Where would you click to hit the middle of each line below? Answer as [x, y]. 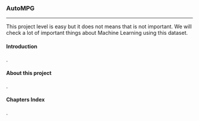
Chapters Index [25, 100]
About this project [29, 73]
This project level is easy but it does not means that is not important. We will [99, 27]
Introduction [22, 46]
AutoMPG [20, 8]
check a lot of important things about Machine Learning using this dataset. [97, 33]
